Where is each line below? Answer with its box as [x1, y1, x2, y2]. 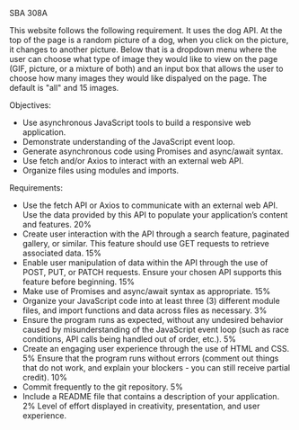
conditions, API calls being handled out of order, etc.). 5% [22, 334, 236, 345]
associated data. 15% [22, 247, 101, 258]
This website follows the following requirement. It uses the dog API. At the [9, 25, 283, 35]
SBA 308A [9, 8, 48, 18]
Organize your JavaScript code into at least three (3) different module [22, 296, 280, 306]
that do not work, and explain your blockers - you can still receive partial [22, 363, 290, 372]
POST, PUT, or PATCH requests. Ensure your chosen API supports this [22, 267, 283, 277]
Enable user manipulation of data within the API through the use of [22, 257, 268, 268]
